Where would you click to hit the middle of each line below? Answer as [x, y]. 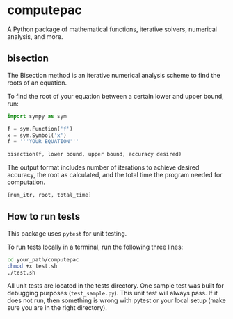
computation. [26, 182]
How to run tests [44, 216]
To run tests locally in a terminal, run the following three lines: [95, 247]
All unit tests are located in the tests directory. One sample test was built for [116, 286]
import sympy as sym [37, 116]
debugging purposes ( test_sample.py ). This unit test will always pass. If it [112, 293]
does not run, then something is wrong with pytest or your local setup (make [116, 300]
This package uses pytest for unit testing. [67, 233]
